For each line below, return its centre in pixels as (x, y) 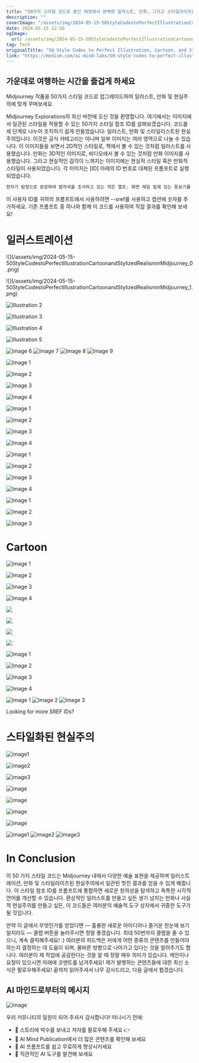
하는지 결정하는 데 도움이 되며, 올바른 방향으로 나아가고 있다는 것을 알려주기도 (95, 948)
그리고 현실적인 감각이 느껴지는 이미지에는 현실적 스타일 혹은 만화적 (110, 161)
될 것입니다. (20, 913)
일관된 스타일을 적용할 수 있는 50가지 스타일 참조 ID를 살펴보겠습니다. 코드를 (100, 124)
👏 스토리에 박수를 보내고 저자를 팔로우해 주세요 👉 (73, 1030)
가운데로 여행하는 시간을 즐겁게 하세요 (71, 82)
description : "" (26, 17)
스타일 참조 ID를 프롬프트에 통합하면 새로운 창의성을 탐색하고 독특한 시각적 (105, 890)
